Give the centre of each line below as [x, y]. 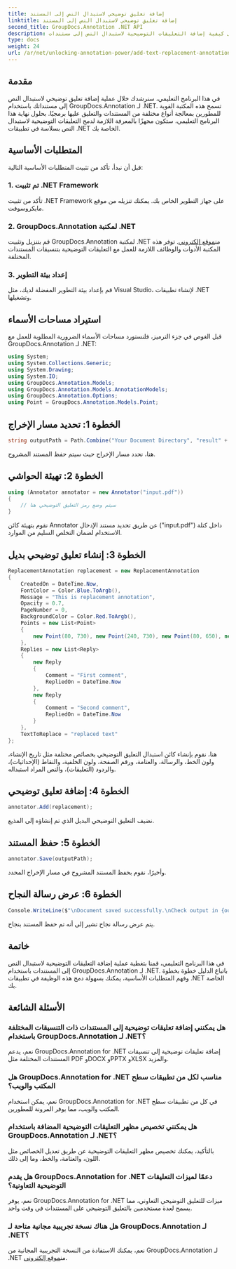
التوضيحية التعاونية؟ [37, 1185]
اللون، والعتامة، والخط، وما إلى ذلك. [54, 1158]
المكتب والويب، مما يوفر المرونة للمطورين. [64, 1109]
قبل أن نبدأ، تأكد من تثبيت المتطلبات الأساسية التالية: [75, 167]
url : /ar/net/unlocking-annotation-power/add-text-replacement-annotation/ [121, 53]
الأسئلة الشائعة [36, 1007]
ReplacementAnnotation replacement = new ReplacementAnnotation [104, 571]
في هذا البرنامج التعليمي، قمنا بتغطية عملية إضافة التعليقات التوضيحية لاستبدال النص [116, 963]
